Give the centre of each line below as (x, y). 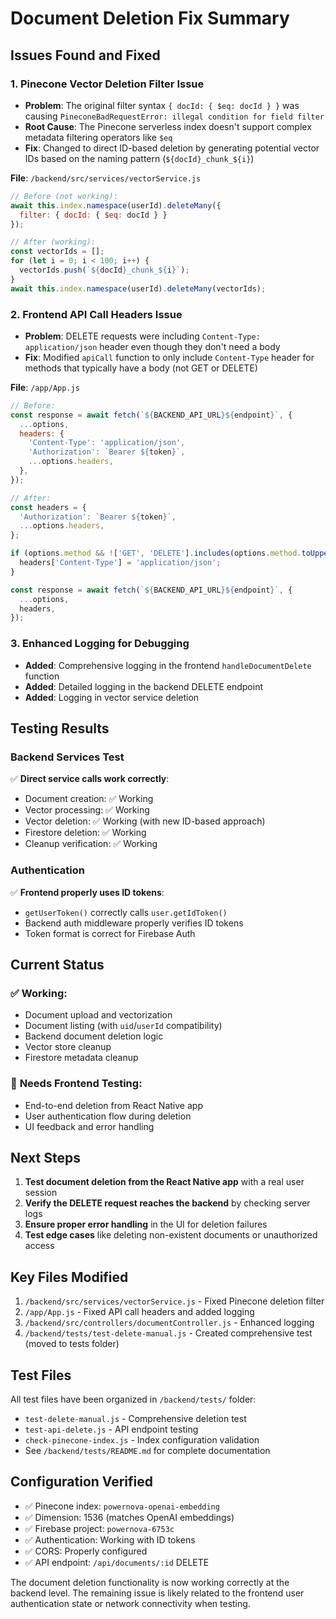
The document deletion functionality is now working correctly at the (150, 1582)
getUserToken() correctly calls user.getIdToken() (126, 912)
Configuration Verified (82, 1482)
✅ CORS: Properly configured (86, 1551)
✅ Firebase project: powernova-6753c (99, 1528)
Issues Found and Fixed (85, 55)
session (41, 1193)
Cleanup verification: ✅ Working (91, 844)
